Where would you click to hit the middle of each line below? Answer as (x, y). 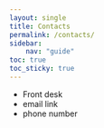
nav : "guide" (50, 52)
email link (40, 103)
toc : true (28, 60)
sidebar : (26, 43)
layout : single (38, 18)
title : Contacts (40, 26)
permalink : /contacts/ (52, 34)
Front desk (43, 94)
